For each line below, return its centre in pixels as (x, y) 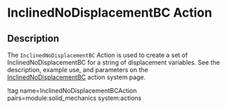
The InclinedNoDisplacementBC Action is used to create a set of (97, 55)
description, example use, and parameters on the (78, 70)
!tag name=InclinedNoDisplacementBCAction (72, 91)
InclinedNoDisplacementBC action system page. (77, 77)
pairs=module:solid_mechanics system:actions (74, 98)
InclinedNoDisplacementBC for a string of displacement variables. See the (114, 62)
